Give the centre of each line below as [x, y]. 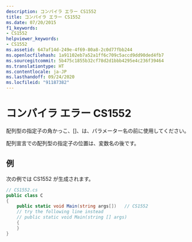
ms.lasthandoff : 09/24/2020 [41, 77]
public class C [25, 195]
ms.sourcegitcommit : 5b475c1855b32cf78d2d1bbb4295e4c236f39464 [85, 60]
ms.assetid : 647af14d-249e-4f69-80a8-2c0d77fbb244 [69, 50]
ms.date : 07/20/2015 [31, 22]
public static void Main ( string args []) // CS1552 [82, 206]
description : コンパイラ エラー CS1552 [51, 11]
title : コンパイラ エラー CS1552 [43, 17]
